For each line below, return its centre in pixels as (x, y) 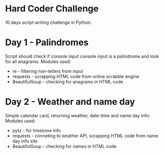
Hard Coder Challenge (52, 9)
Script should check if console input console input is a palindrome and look (82, 56)
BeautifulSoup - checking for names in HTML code (64, 146)
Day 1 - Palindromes (47, 42)
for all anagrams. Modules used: (38, 61)
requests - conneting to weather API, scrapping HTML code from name (85, 136)
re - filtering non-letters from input (48, 71)
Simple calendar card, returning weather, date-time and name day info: (78, 115)
